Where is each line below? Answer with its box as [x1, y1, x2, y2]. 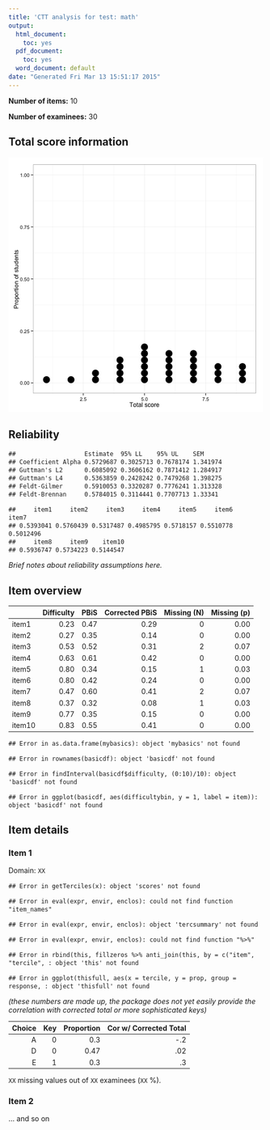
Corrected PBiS [103, 607, 158, 617]
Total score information [8, 135, 129, 149]
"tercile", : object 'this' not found [8, 959, 139, 967]
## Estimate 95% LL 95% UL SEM [8, 450, 205, 459]
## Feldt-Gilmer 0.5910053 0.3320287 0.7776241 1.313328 [8, 482, 222, 491]
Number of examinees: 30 [8, 112, 99, 121]
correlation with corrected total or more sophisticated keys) [8, 1005, 208, 1015]
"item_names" [8, 906, 53, 914]
